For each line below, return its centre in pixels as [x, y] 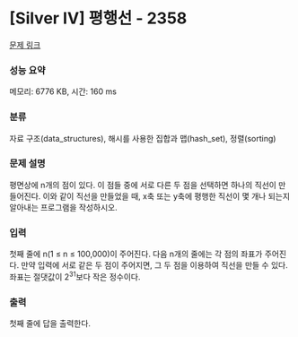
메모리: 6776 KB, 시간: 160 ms [63, 91]
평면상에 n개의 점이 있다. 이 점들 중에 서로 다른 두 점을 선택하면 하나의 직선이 [143, 185]
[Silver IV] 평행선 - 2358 [98, 18]
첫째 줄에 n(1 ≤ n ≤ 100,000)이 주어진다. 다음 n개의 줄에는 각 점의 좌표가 [136, 254]
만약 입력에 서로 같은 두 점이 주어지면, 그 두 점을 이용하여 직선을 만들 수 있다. [155, 265]
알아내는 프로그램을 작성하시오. [64, 207]
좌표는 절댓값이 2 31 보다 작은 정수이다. [75, 276]
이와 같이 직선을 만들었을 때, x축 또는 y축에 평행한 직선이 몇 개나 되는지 [166, 196]
